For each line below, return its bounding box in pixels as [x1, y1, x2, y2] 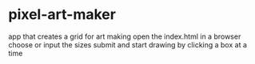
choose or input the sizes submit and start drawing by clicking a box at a [8, 40, 248, 49]
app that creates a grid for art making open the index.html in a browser [8, 32, 241, 41]
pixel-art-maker [8, 6, 116, 24]
